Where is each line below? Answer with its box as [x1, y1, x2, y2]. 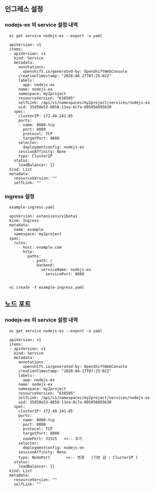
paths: [27, 253, 42, 258]
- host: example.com [18, 245, 62, 250]
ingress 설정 [5, 193, 35, 200]
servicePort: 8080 [45, 271, 85, 276]
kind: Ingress [9, 218, 39, 223]
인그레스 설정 [5, 5, 44, 14]
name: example [14, 227, 44, 232]
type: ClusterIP [18, 153, 53, 159]
